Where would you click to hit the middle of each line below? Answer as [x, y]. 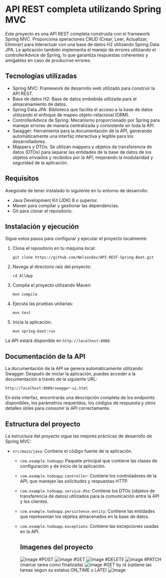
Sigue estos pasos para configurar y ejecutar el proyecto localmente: [76, 238]
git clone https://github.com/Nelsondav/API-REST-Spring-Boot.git [83, 257]
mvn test [21, 313]
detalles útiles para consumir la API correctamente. [58, 408]
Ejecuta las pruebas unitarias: [43, 304]
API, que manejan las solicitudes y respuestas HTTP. [74, 481]
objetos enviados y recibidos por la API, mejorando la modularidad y [83, 157]
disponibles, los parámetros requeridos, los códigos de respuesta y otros [80, 403]
